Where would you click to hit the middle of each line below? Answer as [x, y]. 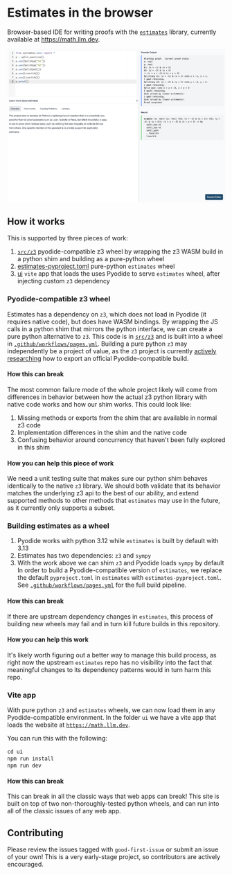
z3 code [29, 425]
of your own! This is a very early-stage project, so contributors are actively [114, 857]
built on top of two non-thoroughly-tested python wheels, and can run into [113, 804]
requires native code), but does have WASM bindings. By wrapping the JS [113, 321]
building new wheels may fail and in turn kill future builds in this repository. [114, 624]
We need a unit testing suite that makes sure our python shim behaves [107, 479]
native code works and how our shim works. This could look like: [99, 404]
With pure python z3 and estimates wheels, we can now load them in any [111, 710]
